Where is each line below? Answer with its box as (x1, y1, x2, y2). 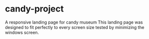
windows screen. (5, 29, 39, 35)
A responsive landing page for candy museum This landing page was (5, 19, 143, 25)
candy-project (5, 3, 64, 14)
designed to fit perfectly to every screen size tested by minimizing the (5, 24, 145, 30)
